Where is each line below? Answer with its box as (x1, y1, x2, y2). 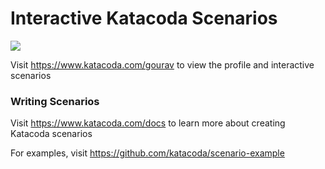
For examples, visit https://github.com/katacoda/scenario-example (10, 147, 285, 159)
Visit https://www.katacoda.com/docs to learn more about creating (10, 117, 286, 129)
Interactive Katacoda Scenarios (10, 7, 278, 30)
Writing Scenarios (10, 94, 100, 108)
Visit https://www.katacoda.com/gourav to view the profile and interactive (10, 58, 315, 71)
